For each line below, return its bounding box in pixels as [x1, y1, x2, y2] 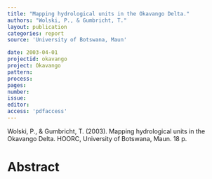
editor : [7, 101, 30, 109]
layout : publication [7, 23, 68, 30]
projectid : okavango [7, 55, 68, 63]
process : [7, 75, 33, 82]
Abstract [7, 159, 60, 175]
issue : [7, 95, 27, 102]
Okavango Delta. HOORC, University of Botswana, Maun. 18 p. [7, 134, 187, 142]
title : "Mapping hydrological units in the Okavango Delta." [7, 10, 190, 18]
